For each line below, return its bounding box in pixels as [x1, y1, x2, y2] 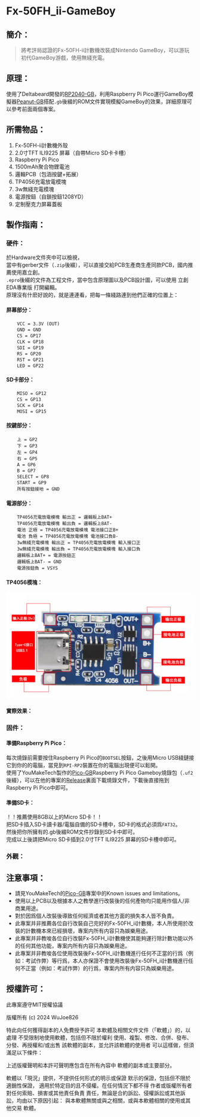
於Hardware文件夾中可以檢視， [6, 254, 83, 261]
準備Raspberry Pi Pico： [6, 739, 67, 747]
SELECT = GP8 [17, 474, 50, 480]
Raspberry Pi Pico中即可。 [6, 784, 72, 791]
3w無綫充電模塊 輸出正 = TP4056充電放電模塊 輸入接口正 [17, 540, 141, 546]
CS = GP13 [17, 396, 42, 402]
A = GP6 [17, 462, 36, 468]
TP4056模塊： [6, 579, 43, 586]
